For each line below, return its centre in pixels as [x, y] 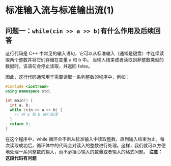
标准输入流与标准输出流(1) [60, 10]
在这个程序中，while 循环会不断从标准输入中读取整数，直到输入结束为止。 [83, 139]
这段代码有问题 [21, 158]
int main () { [19, 100]
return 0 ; [20, 124]
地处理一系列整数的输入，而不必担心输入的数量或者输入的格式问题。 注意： [84, 152]
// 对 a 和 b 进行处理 [36, 115]
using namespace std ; [28, 91]
